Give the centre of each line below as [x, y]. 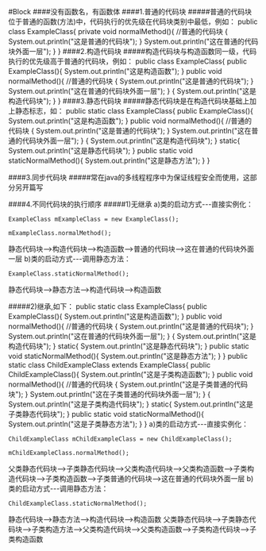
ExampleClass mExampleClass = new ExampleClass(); [94, 219]
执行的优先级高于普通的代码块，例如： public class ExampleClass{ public [128, 61]
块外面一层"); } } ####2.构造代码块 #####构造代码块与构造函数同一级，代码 [132, 51]
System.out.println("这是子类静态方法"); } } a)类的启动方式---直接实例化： [128, 424]
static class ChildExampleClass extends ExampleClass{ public [110, 365]
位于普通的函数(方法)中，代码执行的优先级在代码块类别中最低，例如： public [133, 21]
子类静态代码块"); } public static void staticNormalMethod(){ [106, 414]
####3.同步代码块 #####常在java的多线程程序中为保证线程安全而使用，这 [129, 177]
